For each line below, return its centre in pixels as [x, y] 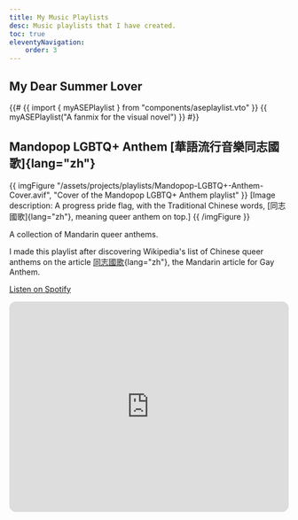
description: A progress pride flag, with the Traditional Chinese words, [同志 [148, 206]
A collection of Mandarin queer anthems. [84, 234]
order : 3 [41, 50]
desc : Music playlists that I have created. [93, 26]
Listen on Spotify [40, 289]
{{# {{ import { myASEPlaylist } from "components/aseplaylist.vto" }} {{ [138, 107]
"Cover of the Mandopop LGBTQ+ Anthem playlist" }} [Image [164, 195]
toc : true [27, 34]
